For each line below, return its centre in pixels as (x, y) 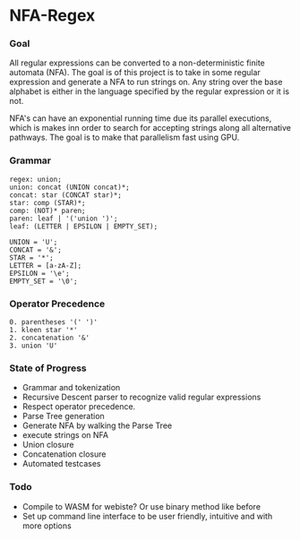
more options (47, 526)
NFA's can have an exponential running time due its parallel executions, (141, 118)
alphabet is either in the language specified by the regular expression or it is (149, 91)
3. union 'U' (34, 346)
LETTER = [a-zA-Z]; (46, 265)
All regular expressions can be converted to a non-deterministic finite (137, 63)
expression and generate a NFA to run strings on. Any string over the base (146, 82)
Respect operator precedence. (79, 407)
